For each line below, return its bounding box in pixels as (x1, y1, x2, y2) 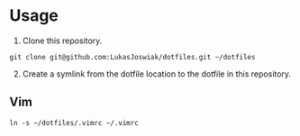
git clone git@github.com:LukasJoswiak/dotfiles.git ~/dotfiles (9, 52, 256, 61)
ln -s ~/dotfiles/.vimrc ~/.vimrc (9, 118, 140, 127)
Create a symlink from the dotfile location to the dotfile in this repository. (22, 68, 291, 79)
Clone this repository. (22, 35, 103, 46)
